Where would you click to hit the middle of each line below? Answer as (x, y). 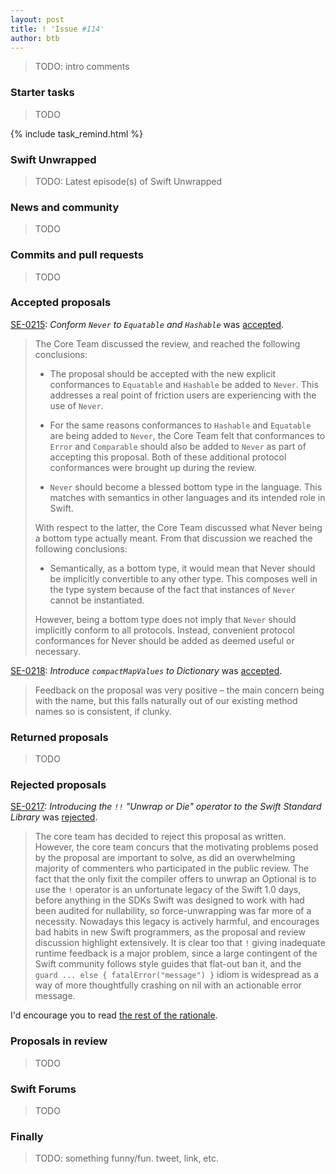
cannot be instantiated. (97, 600)
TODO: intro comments (82, 67)
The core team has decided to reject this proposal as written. (160, 837)
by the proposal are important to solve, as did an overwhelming (165, 858)
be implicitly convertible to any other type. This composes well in (183, 578)
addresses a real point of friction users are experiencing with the (183, 395)
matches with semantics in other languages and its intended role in (187, 497)
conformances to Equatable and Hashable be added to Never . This (184, 384)
